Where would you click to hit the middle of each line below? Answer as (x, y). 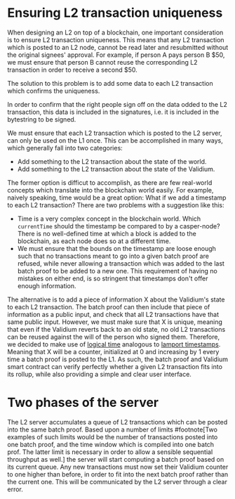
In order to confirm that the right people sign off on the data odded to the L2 (117, 104)
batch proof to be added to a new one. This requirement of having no (117, 271)
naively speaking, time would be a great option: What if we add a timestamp (117, 197)
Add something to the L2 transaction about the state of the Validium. (116, 169)
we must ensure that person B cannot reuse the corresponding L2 (102, 62)
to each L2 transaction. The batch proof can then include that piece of (109, 306)
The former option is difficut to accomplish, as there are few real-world (110, 182)
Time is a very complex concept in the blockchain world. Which (109, 219)
